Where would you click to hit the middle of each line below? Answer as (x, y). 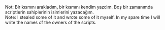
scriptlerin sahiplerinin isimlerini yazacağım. (49, 12)
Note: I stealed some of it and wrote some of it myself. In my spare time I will (82, 17)
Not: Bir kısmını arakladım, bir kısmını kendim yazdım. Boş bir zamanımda (79, 7)
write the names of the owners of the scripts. (51, 22)
